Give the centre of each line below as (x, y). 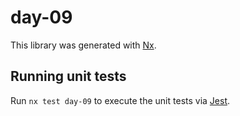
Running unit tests (68, 76)
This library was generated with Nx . (83, 45)
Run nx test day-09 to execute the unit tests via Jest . (120, 100)
